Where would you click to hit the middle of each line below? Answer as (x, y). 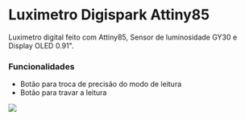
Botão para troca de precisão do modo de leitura (101, 84)
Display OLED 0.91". (41, 45)
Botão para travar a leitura (63, 93)
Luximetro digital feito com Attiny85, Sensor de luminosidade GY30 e (123, 37)
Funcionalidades (42, 66)
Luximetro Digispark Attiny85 (109, 15)
